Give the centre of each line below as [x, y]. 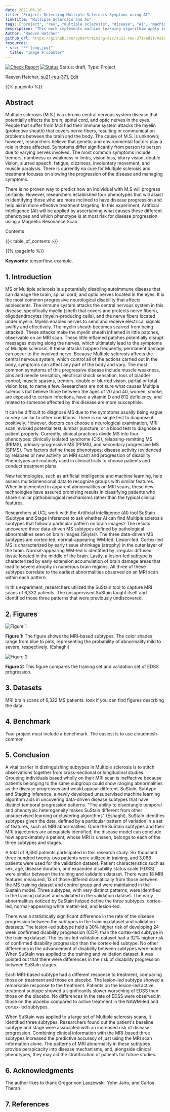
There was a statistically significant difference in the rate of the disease [80, 916]
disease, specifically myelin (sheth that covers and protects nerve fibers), [82, 311]
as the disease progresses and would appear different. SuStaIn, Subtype [81, 789]
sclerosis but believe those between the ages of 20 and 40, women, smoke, [84, 392]
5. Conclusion [27, 755]
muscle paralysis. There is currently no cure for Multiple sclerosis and [78, 169]
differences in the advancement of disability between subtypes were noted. [84, 949]
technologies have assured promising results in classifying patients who [80, 492]
